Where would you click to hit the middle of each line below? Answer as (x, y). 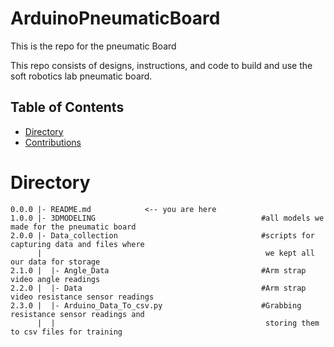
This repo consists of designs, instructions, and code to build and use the (161, 65)
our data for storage (55, 262)
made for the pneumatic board (73, 227)
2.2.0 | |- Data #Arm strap (158, 288)
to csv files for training (66, 332)
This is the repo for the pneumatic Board (93, 46)
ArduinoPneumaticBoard (115, 18)
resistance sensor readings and (77, 314)
